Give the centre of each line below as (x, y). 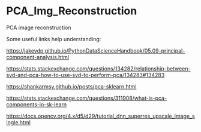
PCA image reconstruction (39, 27)
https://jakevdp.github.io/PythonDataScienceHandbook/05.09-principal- (96, 50)
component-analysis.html (38, 57)
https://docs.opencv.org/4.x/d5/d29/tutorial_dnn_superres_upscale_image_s (100, 116)
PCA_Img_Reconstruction (72, 11)
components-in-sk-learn (37, 104)
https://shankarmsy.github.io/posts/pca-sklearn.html (71, 86)
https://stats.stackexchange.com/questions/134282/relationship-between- (98, 68)
